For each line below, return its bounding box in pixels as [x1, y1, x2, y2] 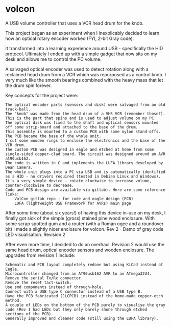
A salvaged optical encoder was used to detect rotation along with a [5, 66, 149, 72]
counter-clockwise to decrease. [5, 183, 74, 188]
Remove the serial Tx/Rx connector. [5, 275, 83, 280]
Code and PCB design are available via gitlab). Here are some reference [5, 187, 166, 192]
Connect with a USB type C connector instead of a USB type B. [5, 289, 143, 294]
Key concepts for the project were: [5, 92, 78, 98]
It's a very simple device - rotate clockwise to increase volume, [5, 178, 152, 183]
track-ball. [5, 106, 31, 112]
